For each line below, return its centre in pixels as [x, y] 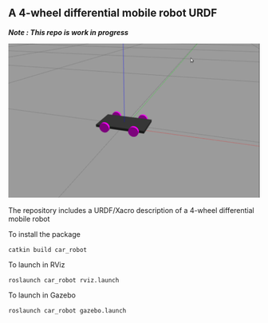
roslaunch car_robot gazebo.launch [67, 310]
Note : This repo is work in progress [69, 32]
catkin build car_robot [48, 250]
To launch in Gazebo [42, 295]
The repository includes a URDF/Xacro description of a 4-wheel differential [131, 210]
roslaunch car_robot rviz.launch [64, 280]
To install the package [45, 234]
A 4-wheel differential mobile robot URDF [113, 13]
